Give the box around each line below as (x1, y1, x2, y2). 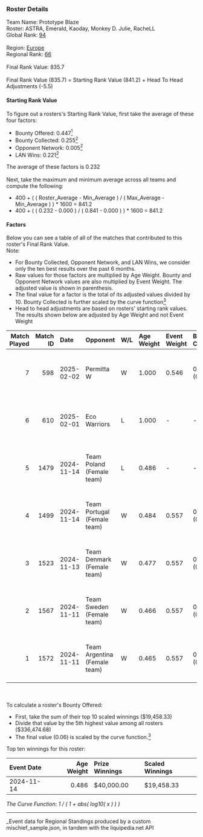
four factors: (6, 117, 37, 124)
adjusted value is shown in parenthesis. (14, 285, 114, 292)
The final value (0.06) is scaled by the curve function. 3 (14, 732, 151, 740)
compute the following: (6, 183, 63, 190)
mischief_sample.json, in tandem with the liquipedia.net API (6, 824, 154, 831)
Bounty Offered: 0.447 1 (14, 128, 73, 137)
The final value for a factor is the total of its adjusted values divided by (14, 291, 190, 298)
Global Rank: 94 (6, 31, 47, 39)
